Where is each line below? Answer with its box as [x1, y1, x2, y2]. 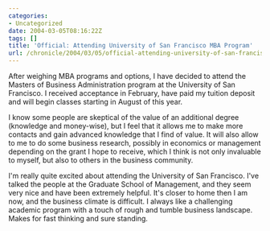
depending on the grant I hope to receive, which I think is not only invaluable [8, 146, 261, 156]
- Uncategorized [8, 19, 63, 27]
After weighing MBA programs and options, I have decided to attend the [8, 72, 247, 80]
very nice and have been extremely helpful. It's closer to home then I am [8, 188, 248, 197]
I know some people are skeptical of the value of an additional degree [8, 113, 239, 122]
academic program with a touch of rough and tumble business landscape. [8, 205, 253, 214]
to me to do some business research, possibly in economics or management [8, 138, 261, 147]
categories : [8, 11, 48, 20]
